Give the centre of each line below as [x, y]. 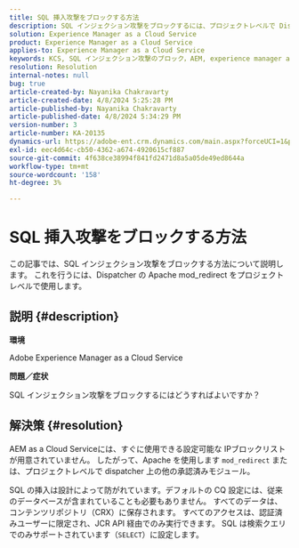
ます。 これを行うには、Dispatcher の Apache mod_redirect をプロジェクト [147, 275]
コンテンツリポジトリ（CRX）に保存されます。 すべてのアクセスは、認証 [142, 512]
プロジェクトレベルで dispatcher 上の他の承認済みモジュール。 [140, 471]
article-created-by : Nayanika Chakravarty [89, 92]
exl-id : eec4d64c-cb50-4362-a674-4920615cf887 [97, 149]
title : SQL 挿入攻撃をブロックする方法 [74, 17]
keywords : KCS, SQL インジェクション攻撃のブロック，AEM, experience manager [145, 59]
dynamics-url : [36, 141]
